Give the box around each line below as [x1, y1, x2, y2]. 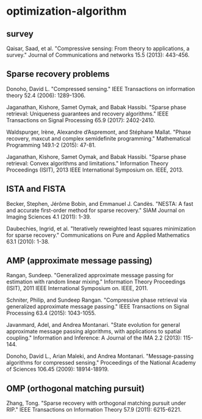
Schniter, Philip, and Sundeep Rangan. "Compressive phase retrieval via [6, 296, 187, 304]
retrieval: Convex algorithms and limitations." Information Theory [6, 159, 169, 167]
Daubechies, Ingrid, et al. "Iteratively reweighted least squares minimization [6, 225, 197, 232]
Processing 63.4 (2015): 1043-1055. [6, 310, 96, 317]
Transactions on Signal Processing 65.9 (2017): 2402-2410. [6, 116, 156, 123]
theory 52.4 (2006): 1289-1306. [6, 92, 86, 99]
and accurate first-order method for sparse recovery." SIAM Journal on [6, 206, 185, 214]
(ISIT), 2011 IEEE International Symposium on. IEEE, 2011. [6, 285, 148, 292]
